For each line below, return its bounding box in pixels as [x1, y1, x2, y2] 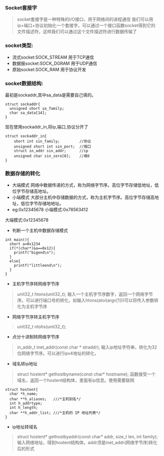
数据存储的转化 [5, 170, 41, 177]
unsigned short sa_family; [9, 106, 64, 111]
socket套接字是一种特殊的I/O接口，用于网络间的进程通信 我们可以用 [17, 16, 154, 23]
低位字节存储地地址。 [20, 201, 64, 206]
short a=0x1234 [9, 242, 41, 247]
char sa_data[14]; [9, 110, 47, 115]
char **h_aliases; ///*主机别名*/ [9, 397, 82, 402]
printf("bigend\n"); [14, 250, 56, 255]
